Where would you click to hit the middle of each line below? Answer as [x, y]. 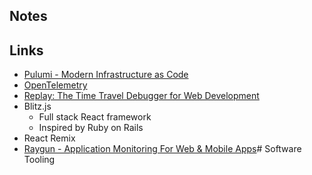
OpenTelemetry [55, 85]
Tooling [39, 160]
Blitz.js [37, 106]
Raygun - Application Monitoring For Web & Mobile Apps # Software [162, 149]
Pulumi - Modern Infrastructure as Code [106, 75]
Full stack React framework [95, 117]
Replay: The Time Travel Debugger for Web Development [141, 96]
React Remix [49, 138]
